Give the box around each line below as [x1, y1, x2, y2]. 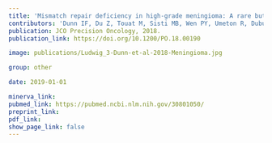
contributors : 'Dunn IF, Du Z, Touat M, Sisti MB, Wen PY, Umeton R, [8, 19, 249, 27]
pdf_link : [8, 115, 42, 124]
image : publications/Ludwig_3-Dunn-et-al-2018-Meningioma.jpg [8, 49, 223, 57]
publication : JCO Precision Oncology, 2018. [8, 27, 161, 35]
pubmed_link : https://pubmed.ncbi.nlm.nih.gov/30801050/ [8, 100, 205, 108]
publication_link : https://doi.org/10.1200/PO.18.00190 [8, 34, 201, 43]
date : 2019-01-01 [8, 78, 67, 86]
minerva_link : [8, 93, 57, 101]
